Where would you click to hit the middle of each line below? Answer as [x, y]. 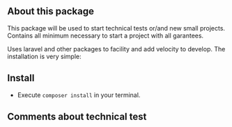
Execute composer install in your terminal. [79, 95]
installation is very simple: [44, 56]
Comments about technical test [77, 117]
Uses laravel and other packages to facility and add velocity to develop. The [116, 49]
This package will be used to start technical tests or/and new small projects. [116, 28]
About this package [51, 11]
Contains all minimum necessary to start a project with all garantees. [106, 35]
